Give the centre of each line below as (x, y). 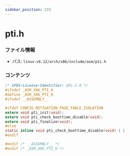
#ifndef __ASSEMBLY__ (27, 99)
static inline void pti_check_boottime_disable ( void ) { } (65, 131)
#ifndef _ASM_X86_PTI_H (29, 90)
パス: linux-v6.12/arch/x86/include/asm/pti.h (59, 61)
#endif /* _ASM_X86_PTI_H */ (35, 148)
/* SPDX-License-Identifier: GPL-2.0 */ (47, 86)
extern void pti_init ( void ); (35, 113)
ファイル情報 (20, 50)
